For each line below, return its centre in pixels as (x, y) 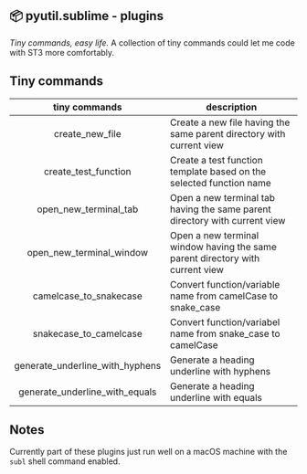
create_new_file (87, 133)
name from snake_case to (225, 333)
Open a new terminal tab (222, 197)
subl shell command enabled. (65, 461)
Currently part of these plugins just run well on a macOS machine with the (148, 452)
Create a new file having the (230, 122)
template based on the (218, 171)
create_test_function (88, 171)
